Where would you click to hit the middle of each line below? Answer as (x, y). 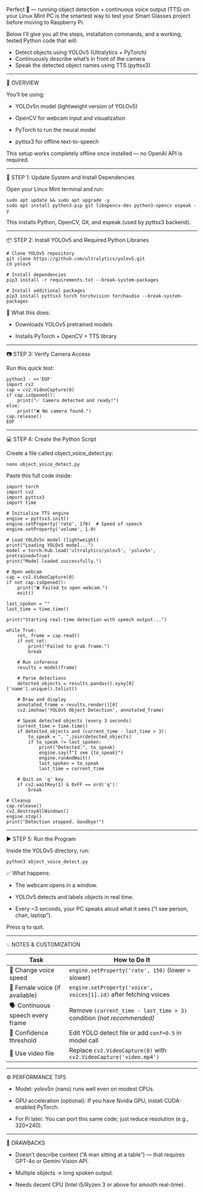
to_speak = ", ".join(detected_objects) (80, 737)
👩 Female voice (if (35, 988)
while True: (21, 630)
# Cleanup (19, 801)
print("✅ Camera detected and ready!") (68, 401)
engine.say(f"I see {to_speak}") (81, 753)
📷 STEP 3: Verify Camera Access (49, 354)
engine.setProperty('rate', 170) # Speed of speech (74, 524)
